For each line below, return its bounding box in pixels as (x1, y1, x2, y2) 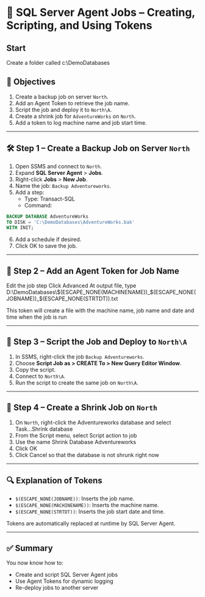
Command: (24, 201, 52, 209)
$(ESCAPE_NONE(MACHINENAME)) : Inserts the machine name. (15, 501, 159, 508)
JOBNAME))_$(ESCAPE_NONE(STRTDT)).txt (6, 295, 118, 302)
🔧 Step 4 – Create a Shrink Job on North (6, 402, 157, 413)
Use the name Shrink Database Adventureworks (15, 438, 136, 445)
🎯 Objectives (6, 76, 56, 87)
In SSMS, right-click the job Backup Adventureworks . (15, 353, 145, 360)
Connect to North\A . (15, 373, 66, 380)
